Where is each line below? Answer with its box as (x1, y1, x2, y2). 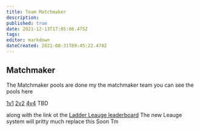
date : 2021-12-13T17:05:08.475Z (6, 25, 88, 32)
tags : (6, 32, 20, 38)
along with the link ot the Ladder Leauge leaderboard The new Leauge (6, 111, 182, 118)
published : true (6, 20, 47, 26)
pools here (6, 87, 33, 95)
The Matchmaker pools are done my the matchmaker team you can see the (6, 81, 194, 89)
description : (6, 15, 39, 21)
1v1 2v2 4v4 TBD (6, 99, 48, 107)
